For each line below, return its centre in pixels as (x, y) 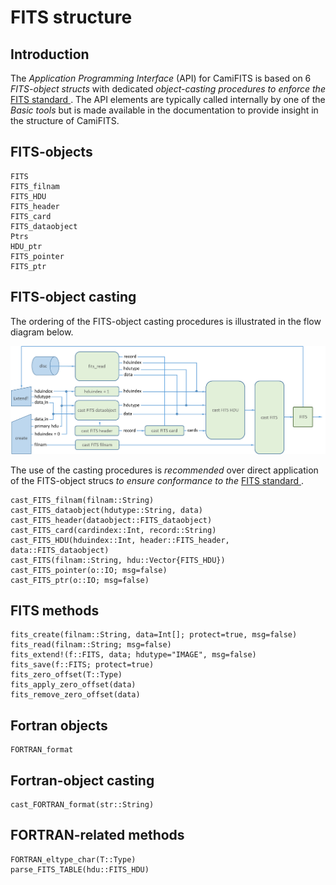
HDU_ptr (26, 246)
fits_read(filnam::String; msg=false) (91, 645)
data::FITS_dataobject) (60, 550)
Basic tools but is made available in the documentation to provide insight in (164, 110)
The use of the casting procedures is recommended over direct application (164, 470)
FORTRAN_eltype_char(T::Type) (73, 859)
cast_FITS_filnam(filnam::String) (82, 500)
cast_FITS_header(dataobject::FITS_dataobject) (111, 520)
